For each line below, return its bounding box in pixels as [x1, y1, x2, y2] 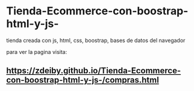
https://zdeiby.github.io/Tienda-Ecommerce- [6, 66, 181, 76]
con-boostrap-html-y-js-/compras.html [6, 75, 160, 85]
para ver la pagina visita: [6, 48, 67, 55]
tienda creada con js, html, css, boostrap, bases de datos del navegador [6, 37, 186, 44]
